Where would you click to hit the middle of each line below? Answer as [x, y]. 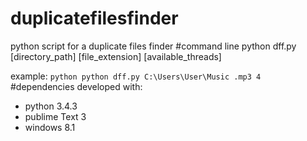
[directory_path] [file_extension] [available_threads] [116, 56]
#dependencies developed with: [76, 86]
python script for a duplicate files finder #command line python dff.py [153, 46]
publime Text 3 [55, 116]
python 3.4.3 [51, 106]
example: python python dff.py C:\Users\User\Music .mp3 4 [136, 76]
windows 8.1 [50, 127]
